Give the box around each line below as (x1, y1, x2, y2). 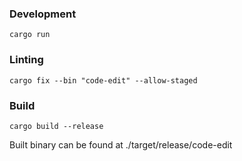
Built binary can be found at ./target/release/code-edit (9, 138, 233, 151)
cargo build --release (9, 121, 104, 131)
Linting (9, 53, 44, 67)
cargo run (9, 30, 51, 40)
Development (9, 7, 77, 21)
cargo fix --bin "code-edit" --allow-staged (9, 75, 198, 86)
